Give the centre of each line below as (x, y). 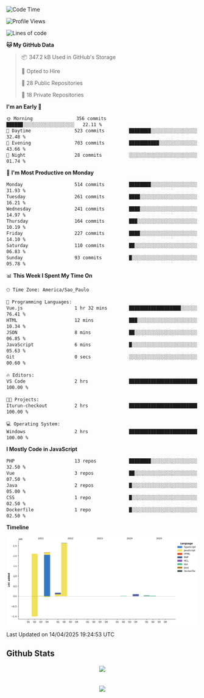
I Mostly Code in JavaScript (42, 449)
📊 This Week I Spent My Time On (49, 275)
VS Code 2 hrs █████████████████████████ (102, 381)
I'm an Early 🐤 (24, 106)
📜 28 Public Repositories (52, 83)
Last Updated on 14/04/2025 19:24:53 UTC (60, 634)
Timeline (18, 527)
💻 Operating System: (33, 424)
